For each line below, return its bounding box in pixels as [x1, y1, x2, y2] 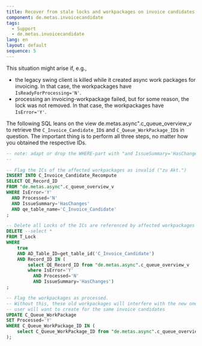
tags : [6, 20, 20, 26]
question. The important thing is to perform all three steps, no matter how [6, 132, 188, 140]
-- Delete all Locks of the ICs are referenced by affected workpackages [6, 223, 195, 229]
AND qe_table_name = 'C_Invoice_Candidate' [11, 206, 117, 212]
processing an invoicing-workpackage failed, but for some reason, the [14, 95, 189, 102]
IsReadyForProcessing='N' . [14, 88, 82, 96]
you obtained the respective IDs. [6, 139, 87, 146]
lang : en [6, 37, 28, 43]
